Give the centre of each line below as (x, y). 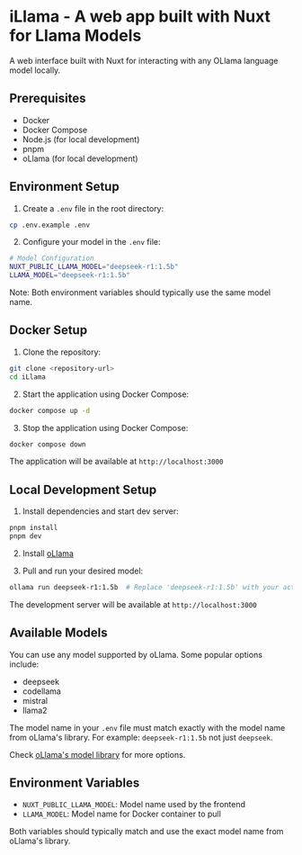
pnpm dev (26, 536)
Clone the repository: (62, 352)
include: (24, 664)
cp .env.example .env (50, 225)
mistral (35, 700)
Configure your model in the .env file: (91, 242)
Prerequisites (48, 99)
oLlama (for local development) (80, 158)
